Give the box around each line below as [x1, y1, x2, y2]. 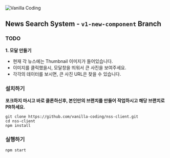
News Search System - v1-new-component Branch [5, 19, 161, 28]
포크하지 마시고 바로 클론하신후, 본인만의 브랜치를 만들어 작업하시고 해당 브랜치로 [5, 97, 165, 103]
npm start [5, 148, 27, 153]
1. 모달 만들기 [5, 47, 32, 53]
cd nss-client [5, 118, 36, 124]
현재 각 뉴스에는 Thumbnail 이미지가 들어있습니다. [12, 58, 113, 64]
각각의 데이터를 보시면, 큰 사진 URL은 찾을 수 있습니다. [12, 71, 121, 77]
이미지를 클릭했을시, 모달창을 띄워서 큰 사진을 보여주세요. [12, 64, 126, 71]
